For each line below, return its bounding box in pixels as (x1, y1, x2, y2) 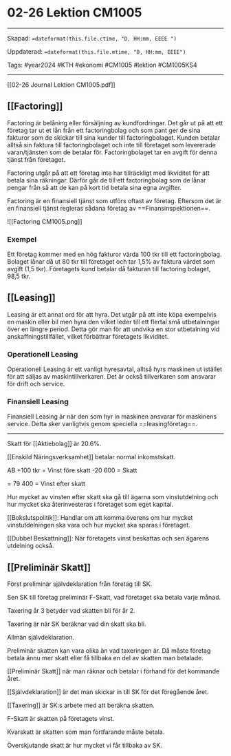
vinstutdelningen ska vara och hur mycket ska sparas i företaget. (7, 521, 190, 529)
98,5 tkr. (7, 272, 31, 280)
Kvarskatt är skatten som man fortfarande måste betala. (7, 728, 165, 736)
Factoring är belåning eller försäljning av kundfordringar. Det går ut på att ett (7, 118, 223, 127)
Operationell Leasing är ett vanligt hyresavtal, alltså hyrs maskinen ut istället (7, 365, 222, 373)
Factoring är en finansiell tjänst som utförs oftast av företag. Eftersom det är (7, 196, 222, 204)
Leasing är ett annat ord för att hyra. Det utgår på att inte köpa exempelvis (7, 310, 217, 318)
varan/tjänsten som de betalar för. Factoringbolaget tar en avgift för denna (7, 148, 218, 156)
